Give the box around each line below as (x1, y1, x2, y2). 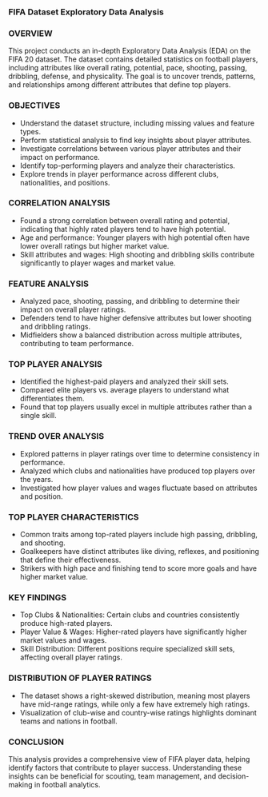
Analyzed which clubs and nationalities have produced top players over (19, 466, 256, 476)
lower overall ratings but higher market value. (19, 241, 170, 250)
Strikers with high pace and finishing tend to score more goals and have (19, 564, 258, 573)
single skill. (19, 411, 58, 420)
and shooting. (19, 538, 66, 548)
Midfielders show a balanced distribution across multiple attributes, (19, 330, 242, 340)
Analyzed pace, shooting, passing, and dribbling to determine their (19, 297, 240, 306)
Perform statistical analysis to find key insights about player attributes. (19, 135, 252, 145)
